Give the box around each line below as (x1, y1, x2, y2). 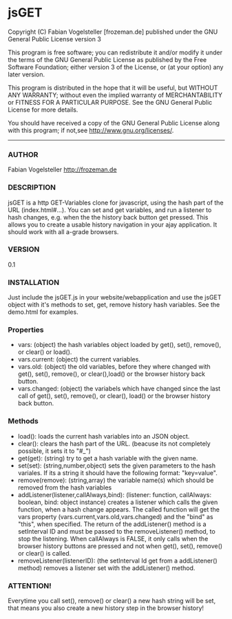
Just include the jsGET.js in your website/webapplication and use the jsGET (8, 293, 222, 302)
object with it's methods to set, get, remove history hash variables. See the (8, 301, 220, 309)
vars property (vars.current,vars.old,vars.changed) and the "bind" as (17, 512, 213, 521)
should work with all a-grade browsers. (8, 227, 119, 235)
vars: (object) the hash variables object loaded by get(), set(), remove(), (17, 341, 222, 349)
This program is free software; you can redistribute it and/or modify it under (8, 48, 223, 56)
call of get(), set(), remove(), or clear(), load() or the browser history (17, 392, 211, 400)
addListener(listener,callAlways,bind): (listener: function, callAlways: (17, 490, 212, 499)
